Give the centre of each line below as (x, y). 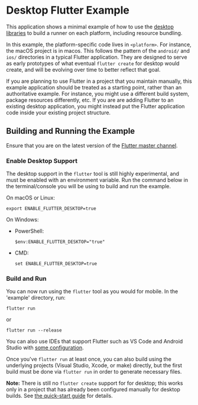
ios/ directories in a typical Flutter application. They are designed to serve (97, 57)
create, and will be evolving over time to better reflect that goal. (83, 69)
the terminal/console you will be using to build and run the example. (89, 187)
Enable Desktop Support (42, 160)
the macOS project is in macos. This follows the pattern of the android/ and (98, 50)
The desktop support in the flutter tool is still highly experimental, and (92, 174)
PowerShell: (29, 231)
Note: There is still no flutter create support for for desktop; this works (95, 383)
